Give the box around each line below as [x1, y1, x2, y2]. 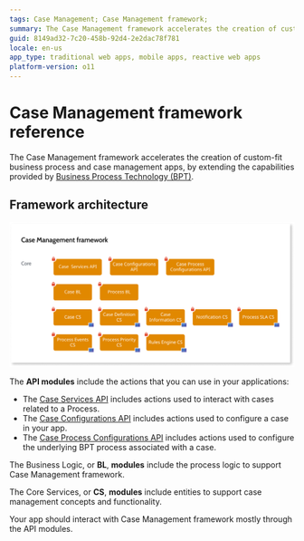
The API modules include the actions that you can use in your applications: [9, 376, 290, 387]
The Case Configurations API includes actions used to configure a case [22, 413, 290, 424]
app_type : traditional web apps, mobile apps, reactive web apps [9, 53, 261, 63]
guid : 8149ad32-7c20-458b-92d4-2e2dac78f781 [9, 34, 180, 43]
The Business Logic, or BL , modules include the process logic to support [9, 459, 282, 470]
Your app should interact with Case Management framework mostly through [9, 514, 292, 525]
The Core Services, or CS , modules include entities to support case [9, 487, 262, 498]
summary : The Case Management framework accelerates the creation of [9, 24, 278, 34]
